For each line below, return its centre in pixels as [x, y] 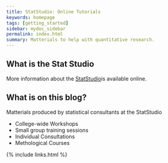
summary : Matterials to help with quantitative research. [80, 40]
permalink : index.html [35, 34]
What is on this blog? [47, 98]
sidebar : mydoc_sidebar [36, 29]
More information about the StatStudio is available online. [76, 78]
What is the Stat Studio [50, 64]
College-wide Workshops [46, 123]
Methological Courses [42, 143]
